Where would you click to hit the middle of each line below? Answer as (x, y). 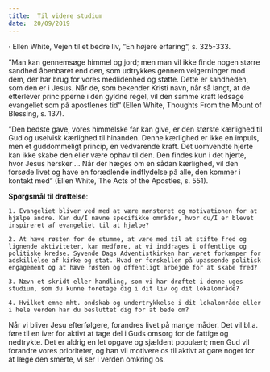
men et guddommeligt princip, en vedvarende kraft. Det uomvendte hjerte (131, 146)
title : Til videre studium (56, 16)
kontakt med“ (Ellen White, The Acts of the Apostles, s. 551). (108, 180)
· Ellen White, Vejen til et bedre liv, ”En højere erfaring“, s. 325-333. (120, 46)
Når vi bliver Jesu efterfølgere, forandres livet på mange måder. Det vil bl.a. (133, 324)
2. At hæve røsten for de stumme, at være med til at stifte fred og (128, 239)
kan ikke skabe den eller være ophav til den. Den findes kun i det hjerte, (128, 155)
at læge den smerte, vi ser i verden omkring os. (87, 359)
